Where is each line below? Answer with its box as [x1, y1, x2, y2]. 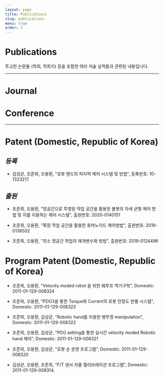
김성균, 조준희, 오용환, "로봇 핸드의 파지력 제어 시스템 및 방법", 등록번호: [12, 171, 148, 177]
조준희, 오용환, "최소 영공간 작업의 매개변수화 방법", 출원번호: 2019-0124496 [12, 238, 159, 244]
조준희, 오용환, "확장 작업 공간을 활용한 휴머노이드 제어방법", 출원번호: [12, 223, 145, 228]
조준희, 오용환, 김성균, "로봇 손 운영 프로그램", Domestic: [12, 346, 121, 352]
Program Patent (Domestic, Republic [5, 255, 156, 267]
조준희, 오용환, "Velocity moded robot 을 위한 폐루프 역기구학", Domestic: [12, 282, 155, 288]
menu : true [5, 21, 27, 26]
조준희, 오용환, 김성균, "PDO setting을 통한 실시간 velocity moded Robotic [12, 329, 156, 335]
